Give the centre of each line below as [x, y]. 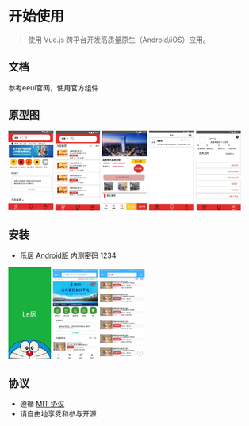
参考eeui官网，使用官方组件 [54, 87]
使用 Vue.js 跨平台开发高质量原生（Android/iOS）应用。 [119, 40]
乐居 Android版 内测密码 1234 [68, 255]
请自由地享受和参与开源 [58, 414]
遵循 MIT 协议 [42, 404]
